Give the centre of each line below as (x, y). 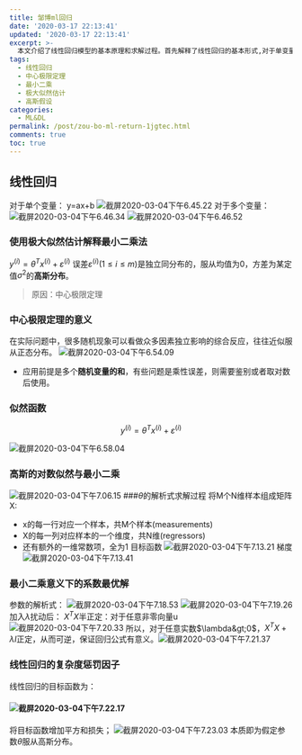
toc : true (28, 143)
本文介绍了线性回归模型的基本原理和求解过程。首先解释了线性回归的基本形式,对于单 (150, 51)
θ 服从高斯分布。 (48, 741)
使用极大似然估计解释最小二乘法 (79, 242)
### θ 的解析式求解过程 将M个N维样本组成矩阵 (208, 495)
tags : (19, 59)
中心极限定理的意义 (51, 320)
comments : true (38, 135)
